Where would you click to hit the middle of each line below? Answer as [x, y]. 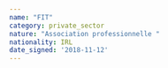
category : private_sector [57, 26]
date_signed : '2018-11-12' [59, 50]
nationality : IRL [41, 42]
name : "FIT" [31, 17]
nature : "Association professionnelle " [85, 34]
